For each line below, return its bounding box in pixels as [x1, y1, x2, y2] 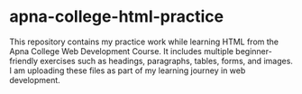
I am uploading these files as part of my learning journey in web [9, 65, 246, 76]
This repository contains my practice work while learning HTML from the [9, 36, 279, 47]
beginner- [235, 45, 272, 56]
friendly [9, 55, 39, 66]
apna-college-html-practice [9, 6, 224, 27]
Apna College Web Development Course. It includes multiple [9, 45, 234, 56]
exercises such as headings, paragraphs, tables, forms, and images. [40, 55, 293, 66]
